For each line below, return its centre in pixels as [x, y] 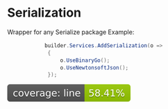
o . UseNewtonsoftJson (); [94, 67]
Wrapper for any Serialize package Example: [71, 32]
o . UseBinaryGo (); [85, 60]
